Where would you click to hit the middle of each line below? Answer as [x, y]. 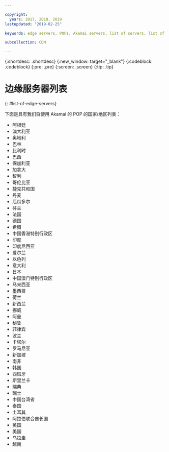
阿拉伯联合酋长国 [30, 419]
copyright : [16, 14]
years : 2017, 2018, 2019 [36, 19]
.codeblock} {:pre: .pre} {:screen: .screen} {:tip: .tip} [59, 67]
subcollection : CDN [25, 42]
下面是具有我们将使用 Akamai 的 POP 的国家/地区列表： [63, 114]
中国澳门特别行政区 [32, 278]
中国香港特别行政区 [32, 233]
